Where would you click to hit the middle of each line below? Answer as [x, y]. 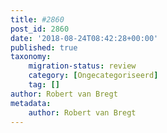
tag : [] [44, 85]
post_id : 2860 [40, 29]
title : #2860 [37, 19]
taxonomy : [31, 57]
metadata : [31, 103]
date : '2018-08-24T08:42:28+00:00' [84, 38]
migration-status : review [82, 66]
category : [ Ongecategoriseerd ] [93, 76]
